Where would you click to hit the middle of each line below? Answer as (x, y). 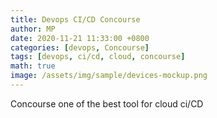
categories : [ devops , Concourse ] (80, 47)
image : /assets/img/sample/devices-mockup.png (109, 76)
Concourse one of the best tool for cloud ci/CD (107, 103)
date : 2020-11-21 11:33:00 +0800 (80, 38)
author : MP (33, 29)
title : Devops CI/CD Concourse (75, 19)
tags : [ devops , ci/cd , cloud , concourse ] (98, 57)
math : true (33, 66)
